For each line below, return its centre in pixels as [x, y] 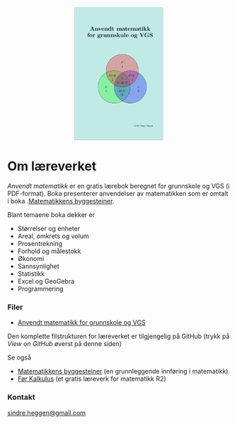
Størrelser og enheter [49, 228]
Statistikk [31, 274]
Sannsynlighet [39, 266]
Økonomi [31, 258]
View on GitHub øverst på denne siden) [65, 344]
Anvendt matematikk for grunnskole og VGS [82, 323]
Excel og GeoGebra [46, 281]
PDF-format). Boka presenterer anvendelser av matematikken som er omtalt [118, 193]
